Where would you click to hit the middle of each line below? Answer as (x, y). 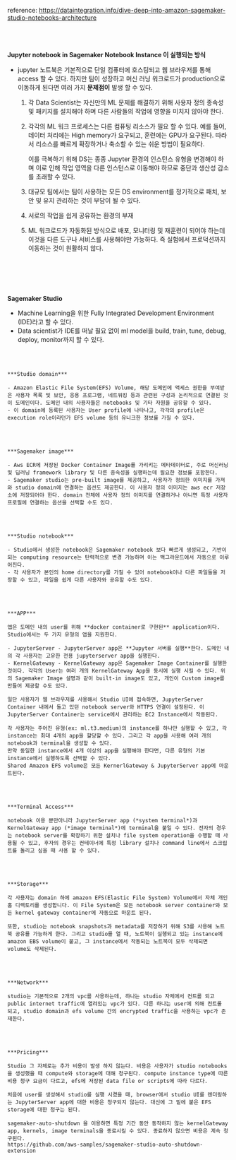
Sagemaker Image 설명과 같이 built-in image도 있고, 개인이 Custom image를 (120, 678)
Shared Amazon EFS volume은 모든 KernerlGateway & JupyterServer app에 (112, 766)
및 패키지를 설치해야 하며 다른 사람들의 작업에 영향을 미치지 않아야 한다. (126, 111)
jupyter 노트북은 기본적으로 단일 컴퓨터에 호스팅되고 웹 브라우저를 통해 (114, 70)
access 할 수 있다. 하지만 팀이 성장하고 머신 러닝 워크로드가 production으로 (121, 78)
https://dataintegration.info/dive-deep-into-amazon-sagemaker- (132, 10)
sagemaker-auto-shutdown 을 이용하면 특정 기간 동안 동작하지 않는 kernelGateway (118, 1123)
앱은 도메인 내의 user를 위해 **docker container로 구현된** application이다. (114, 627)
